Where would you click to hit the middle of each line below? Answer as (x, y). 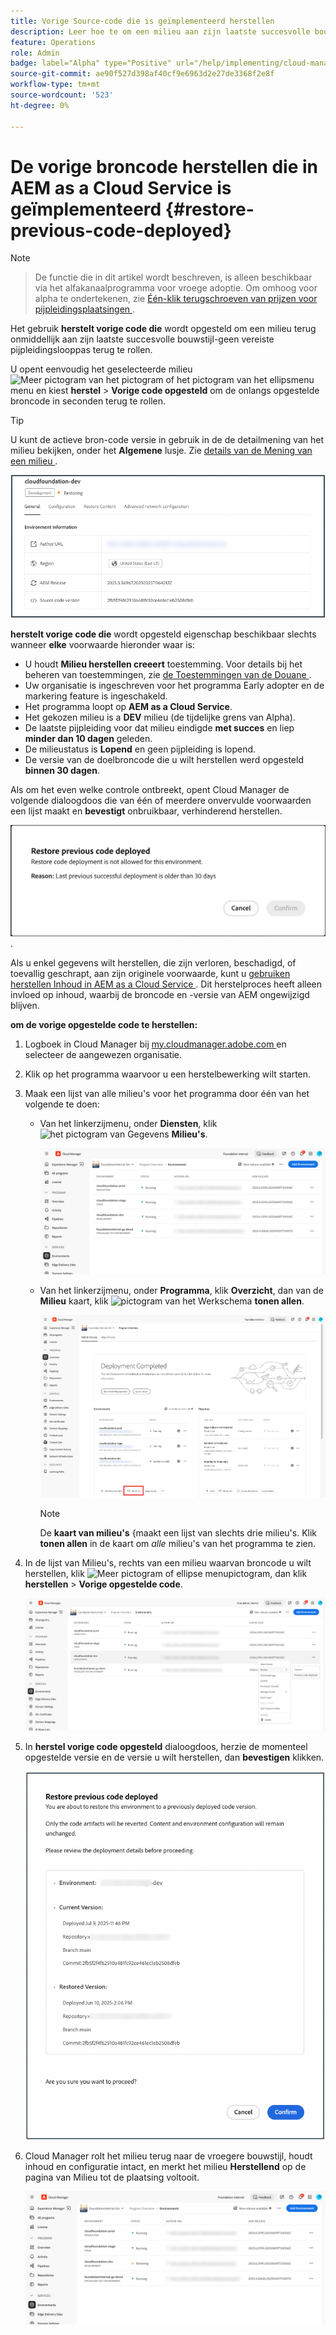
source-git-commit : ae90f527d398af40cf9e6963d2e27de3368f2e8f (142, 74)
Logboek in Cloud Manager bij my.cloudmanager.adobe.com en (155, 1044)
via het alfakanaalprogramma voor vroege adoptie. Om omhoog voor (176, 288)
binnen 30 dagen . (62, 770)
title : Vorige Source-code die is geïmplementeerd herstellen (142, 21)
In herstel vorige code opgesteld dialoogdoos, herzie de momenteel (166, 1747)
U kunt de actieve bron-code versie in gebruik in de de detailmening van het (167, 440)
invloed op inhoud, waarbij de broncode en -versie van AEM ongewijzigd (160, 994)
